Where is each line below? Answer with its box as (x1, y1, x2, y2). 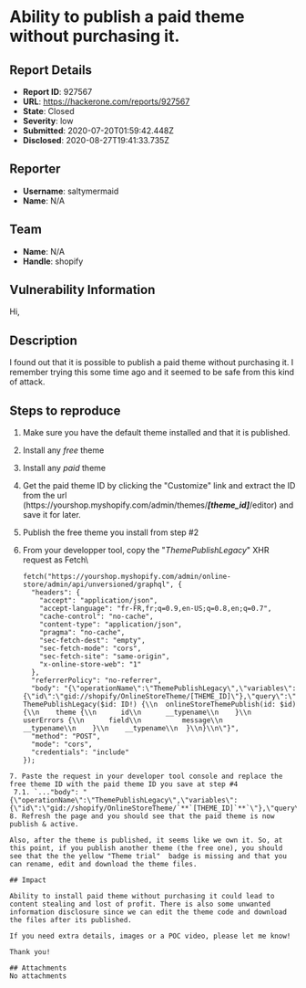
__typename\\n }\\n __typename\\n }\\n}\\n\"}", (22, 724, 240, 733)
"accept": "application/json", (39, 596, 158, 605)
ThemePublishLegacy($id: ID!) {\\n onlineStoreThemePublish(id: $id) (22, 700, 297, 709)
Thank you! (9, 948, 51, 957)
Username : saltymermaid (22, 185, 119, 196)
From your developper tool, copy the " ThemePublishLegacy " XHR (22, 545, 270, 556)
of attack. (9, 376, 46, 387)
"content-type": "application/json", (39, 620, 182, 629)
